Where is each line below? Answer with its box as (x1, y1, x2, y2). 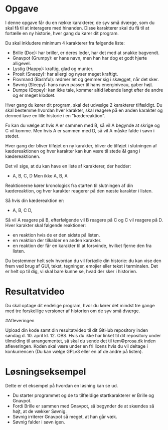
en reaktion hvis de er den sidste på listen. (12, 232, 100, 238)
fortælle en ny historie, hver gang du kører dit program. (5, 30, 119, 36)
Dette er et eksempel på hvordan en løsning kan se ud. (5, 382, 118, 388)
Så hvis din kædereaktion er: (5, 197, 64, 203)
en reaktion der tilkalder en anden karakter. (12, 237, 102, 243)
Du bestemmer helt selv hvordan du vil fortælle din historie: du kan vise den (5, 258, 161, 264)
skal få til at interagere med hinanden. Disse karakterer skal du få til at (5, 25, 149, 31)
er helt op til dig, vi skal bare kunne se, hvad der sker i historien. (5, 268, 137, 274)
